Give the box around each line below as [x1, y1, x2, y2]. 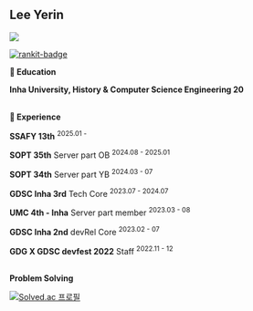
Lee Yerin [9, 7, 64, 23]
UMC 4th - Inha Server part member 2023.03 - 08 [9, 205, 191, 218]
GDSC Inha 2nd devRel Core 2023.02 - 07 [9, 225, 160, 237]
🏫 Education [9, 66, 57, 77]
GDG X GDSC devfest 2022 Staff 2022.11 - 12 [9, 244, 174, 256]
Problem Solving [9, 273, 74, 284]
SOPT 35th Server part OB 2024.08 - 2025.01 [9, 148, 171, 161]
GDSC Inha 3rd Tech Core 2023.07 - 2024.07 [9, 186, 169, 199]
